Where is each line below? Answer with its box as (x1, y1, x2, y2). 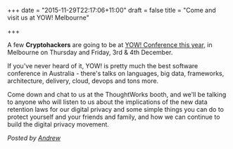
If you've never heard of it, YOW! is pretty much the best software (7, 62, 199, 70)
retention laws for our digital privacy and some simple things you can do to (7, 105, 224, 113)
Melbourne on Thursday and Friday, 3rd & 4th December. (7, 48, 173, 56)
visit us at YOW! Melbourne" (7, 13, 89, 22)
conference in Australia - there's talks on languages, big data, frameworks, (7, 70, 225, 77)
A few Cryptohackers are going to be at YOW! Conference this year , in (7, 41, 213, 48)
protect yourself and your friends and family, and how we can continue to (7, 112, 220, 121)
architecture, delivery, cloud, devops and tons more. (7, 77, 159, 85)
